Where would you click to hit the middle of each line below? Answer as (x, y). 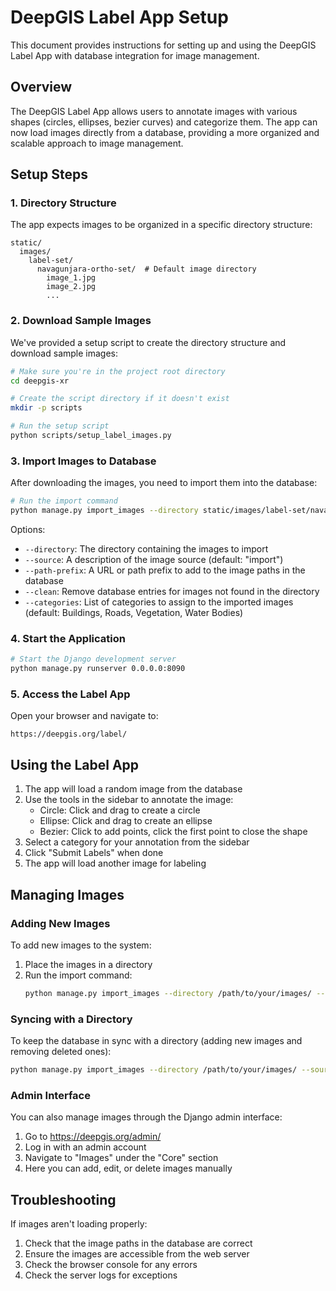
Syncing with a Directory (71, 1019)
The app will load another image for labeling (115, 863)
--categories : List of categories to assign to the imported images (159, 602)
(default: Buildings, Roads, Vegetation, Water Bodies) (134, 613)
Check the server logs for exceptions (101, 1275)
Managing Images (67, 894)
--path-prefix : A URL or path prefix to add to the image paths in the (165, 570)
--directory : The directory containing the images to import (146, 549)
